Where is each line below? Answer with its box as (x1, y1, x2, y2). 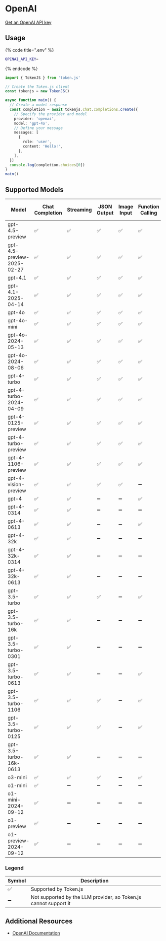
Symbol (7, 877, 26, 884)
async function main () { (5, 98, 56, 103)
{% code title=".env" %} (5, 47, 54, 53)
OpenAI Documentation (12, 930, 60, 936)
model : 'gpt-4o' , (14, 121, 50, 126)
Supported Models (5, 185, 64, 194)
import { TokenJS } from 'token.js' (5, 75, 81, 80)
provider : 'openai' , (14, 116, 56, 121)
